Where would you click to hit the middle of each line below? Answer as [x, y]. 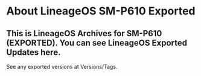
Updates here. [33, 52]
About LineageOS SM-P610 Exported [101, 11]
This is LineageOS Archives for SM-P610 [84, 33]
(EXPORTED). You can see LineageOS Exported [97, 43]
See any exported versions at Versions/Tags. [62, 67]
